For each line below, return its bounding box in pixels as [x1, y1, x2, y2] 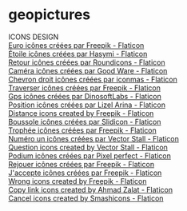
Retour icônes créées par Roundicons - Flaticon [8, 58, 165, 67]
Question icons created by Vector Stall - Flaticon [8, 142, 168, 152]
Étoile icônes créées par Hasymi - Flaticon [8, 49, 148, 58]
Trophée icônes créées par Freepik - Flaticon [8, 125, 157, 135]
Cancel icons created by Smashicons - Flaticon [8, 193, 164, 203]
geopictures [8, 6, 91, 24]
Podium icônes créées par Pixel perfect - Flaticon [8, 150, 172, 161]
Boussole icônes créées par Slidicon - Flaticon [8, 117, 161, 126]
